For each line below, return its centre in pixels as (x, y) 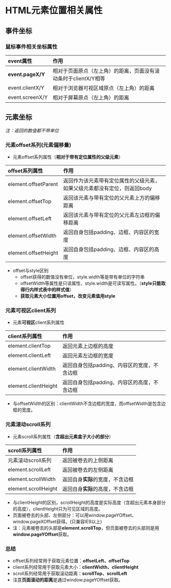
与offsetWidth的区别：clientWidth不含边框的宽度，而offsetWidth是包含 (87, 404)
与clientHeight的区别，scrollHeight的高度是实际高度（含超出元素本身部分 (89, 502)
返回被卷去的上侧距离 (88, 460)
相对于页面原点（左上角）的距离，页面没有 (104, 71)
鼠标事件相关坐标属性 (31, 46)
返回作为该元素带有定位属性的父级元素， (111, 180)
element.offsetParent (33, 184)
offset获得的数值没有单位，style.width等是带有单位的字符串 (82, 277)
